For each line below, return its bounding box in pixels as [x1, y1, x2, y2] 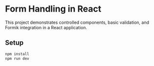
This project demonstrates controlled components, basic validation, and [5, 19, 150, 25]
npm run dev [5, 56, 29, 61]
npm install [5, 51, 29, 56]
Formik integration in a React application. [5, 24, 87, 30]
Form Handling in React [5, 3, 101, 15]
